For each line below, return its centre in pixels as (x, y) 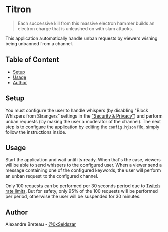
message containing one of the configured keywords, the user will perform (83, 170)
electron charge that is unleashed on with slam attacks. (75, 28)
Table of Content (32, 60)
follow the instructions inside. (36, 132)
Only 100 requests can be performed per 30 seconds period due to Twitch (83, 186)
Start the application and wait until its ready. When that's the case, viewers (83, 160)
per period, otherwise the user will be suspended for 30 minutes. (73, 196)
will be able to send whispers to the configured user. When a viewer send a (84, 165)
